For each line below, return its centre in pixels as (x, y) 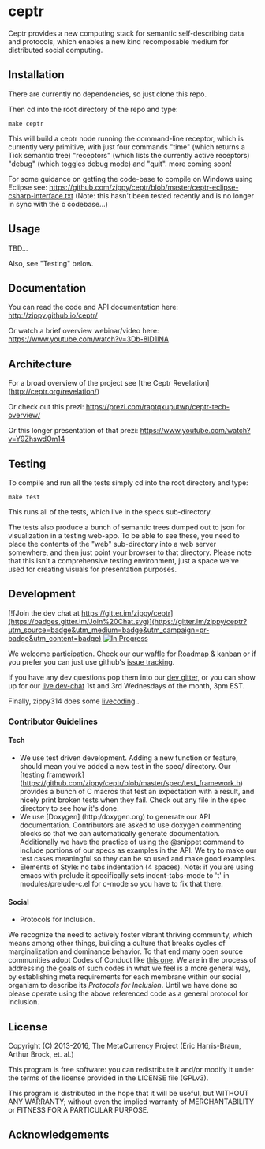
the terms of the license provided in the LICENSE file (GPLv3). (108, 1078)
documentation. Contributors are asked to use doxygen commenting (131, 825)
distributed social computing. (56, 50)
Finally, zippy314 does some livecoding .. (74, 701)
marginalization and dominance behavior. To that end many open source (125, 951)
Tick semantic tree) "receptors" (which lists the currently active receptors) (129, 155)
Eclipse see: (28, 187)
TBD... (18, 248)
